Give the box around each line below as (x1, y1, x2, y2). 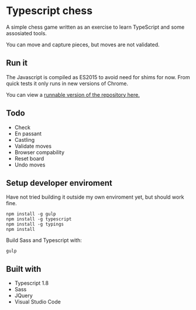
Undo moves (14, 161, 46, 168)
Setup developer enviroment (6, 178, 113, 188)
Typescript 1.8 (14, 280, 49, 287)
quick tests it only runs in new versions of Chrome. (6, 80, 129, 87)
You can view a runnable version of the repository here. (6, 91, 140, 98)
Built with (6, 264, 42, 274)
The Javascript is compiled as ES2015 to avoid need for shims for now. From (6, 73, 190, 80)
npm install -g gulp (6, 211, 57, 217)
